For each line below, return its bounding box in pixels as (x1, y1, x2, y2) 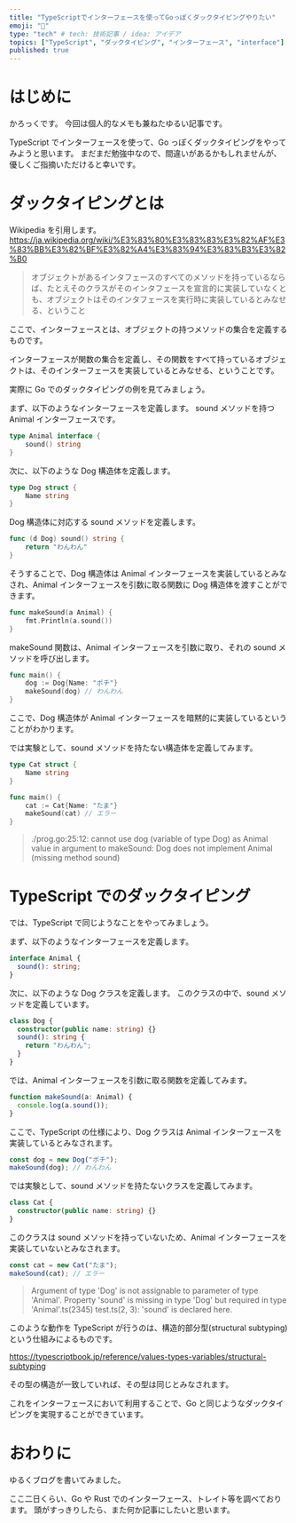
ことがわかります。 (9, 724, 79, 734)
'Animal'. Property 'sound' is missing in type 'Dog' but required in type (30, 1294, 287, 1305)
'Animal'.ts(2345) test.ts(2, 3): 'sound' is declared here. (30, 1304, 233, 1314)
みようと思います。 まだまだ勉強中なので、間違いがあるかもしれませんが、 (9, 148, 282, 159)
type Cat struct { (9, 760, 77, 769)
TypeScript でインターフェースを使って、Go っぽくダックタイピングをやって (9, 137, 287, 147)
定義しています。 (32, 998, 95, 1009)
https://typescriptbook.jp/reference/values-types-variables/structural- (9, 1351, 268, 1361)
